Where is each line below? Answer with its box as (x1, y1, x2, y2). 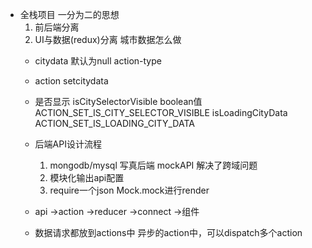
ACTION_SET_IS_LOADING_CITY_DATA (34, 118, 195, 129)
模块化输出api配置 (49, 172, 125, 183)
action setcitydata (34, 75, 109, 87)
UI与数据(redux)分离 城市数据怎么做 (34, 34, 182, 45)
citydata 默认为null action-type (34, 55, 162, 67)
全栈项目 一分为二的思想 (19, 9, 120, 20)
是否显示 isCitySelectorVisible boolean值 (34, 96, 203, 107)
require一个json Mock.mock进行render (49, 184, 210, 196)
